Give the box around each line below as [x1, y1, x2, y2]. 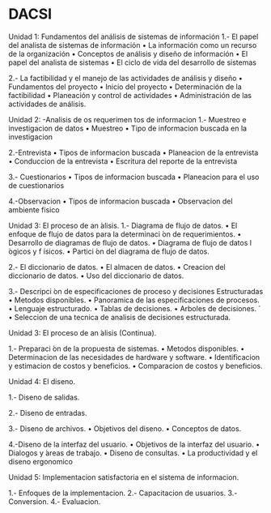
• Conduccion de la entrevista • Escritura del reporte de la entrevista [8, 156, 238, 166]
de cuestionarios [8, 180, 65, 190]
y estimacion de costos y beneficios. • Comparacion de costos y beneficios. [8, 361, 263, 370]
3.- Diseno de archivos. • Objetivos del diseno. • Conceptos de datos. [8, 423, 242, 434]
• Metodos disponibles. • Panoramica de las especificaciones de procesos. [8, 295, 260, 305]
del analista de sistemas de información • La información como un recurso [8, 40, 257, 49]
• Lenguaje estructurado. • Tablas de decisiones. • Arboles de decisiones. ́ [8, 303, 259, 313]
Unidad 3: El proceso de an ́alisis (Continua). [8, 327, 157, 337]
